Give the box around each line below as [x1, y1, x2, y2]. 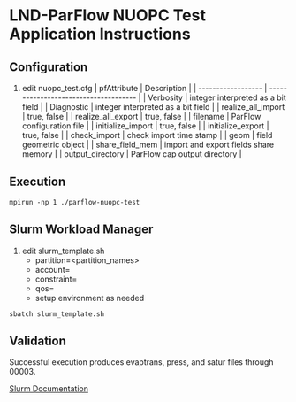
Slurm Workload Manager [9, 222, 154, 237]
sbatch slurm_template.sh [9, 309, 104, 319]
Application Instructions [9, 24, 192, 44]
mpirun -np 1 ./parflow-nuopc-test [9, 197, 140, 206]
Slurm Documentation [9, 383, 88, 394]
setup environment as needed [34, 292, 145, 303]
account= [34, 264, 71, 274]
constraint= [34, 274, 78, 284]
